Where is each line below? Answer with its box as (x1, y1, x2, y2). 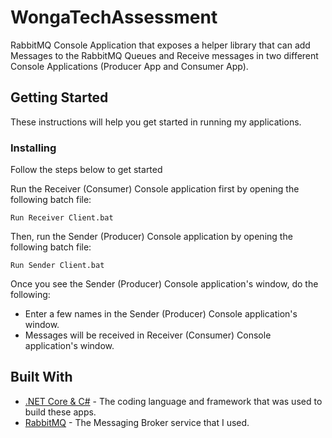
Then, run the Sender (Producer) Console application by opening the (10, 231, 293, 243)
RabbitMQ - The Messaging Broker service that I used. (24, 416, 250, 428)
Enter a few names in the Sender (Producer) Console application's (24, 308, 298, 320)
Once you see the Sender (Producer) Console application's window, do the (10, 278, 319, 290)
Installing (10, 141, 57, 155)
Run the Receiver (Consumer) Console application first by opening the (10, 183, 300, 195)
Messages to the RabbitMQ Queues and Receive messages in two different (10, 49, 319, 61)
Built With (10, 369, 73, 386)
